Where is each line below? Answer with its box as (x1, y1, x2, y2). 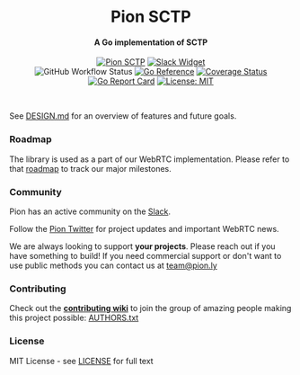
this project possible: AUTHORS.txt (9, 312, 139, 324)
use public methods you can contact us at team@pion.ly (9, 260, 217, 271)
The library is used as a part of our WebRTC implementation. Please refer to (9, 154, 290, 165)
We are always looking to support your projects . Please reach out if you (9, 240, 276, 252)
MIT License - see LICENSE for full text (9, 355, 154, 366)
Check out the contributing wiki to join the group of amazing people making (9, 303, 292, 314)
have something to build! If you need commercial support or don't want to (9, 250, 282, 261)
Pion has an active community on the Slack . (9, 206, 172, 217)
